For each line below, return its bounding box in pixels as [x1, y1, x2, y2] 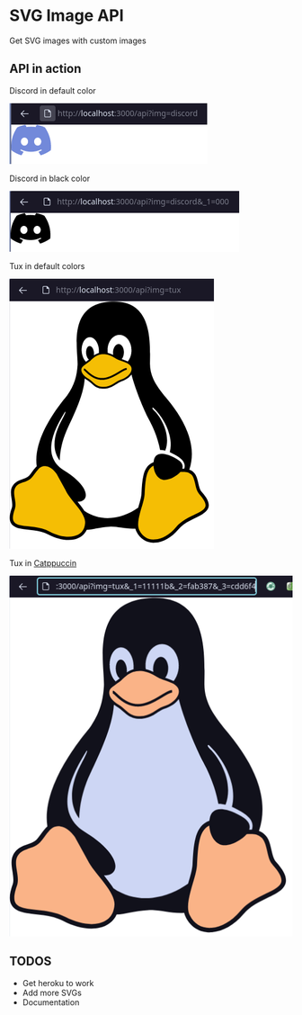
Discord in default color [9, 85, 96, 95]
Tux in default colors [9, 260, 85, 271]
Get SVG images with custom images [9, 35, 147, 46]
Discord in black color [9, 173, 91, 184]
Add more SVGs [22, 987, 83, 998]
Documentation [22, 996, 80, 1008]
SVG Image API [9, 5, 124, 26]
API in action [9, 61, 82, 76]
